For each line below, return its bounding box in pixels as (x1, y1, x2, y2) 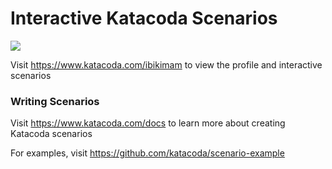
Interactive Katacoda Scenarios (10, 7, 278, 30)
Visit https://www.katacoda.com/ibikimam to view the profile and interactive (10, 58, 323, 71)
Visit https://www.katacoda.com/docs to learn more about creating (10, 117, 286, 129)
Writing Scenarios (10, 94, 100, 108)
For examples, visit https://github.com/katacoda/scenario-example (10, 147, 285, 159)
